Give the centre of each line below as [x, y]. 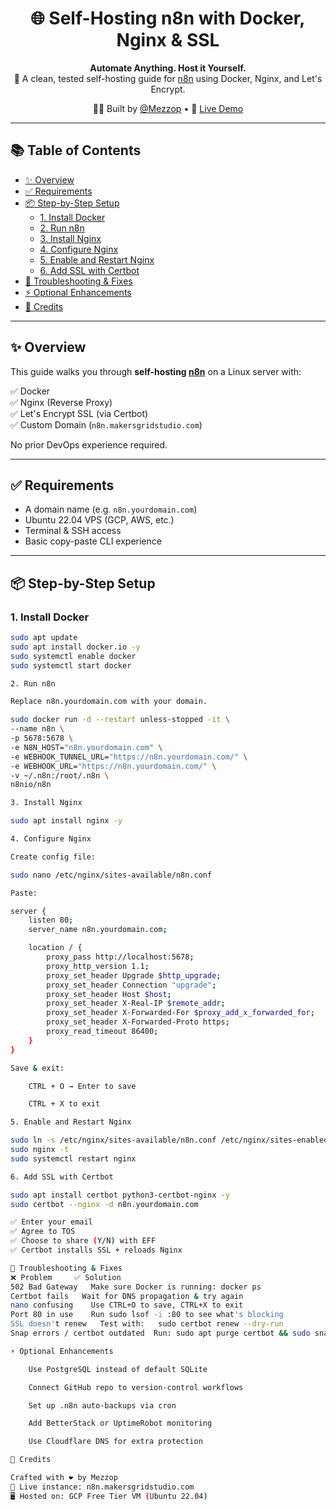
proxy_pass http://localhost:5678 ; [120, 957]
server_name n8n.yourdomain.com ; [98, 930]
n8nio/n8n [31, 785]
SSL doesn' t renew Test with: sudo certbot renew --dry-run [147, 1324]
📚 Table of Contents [76, 150]
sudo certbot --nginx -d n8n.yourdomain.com [104, 1204]
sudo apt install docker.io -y [75, 647]
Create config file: [53, 857]
